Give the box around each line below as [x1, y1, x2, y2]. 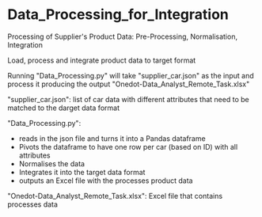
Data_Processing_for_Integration [7, 6, 229, 24]
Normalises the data [18, 158, 85, 168]
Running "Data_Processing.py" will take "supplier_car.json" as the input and [7, 70, 254, 80]
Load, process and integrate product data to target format [7, 55, 196, 65]
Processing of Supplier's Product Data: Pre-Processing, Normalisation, [7, 32, 238, 41]
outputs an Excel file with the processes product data [18, 176, 193, 185]
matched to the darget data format [7, 103, 120, 112]
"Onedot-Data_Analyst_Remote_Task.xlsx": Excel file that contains [7, 191, 223, 200]
